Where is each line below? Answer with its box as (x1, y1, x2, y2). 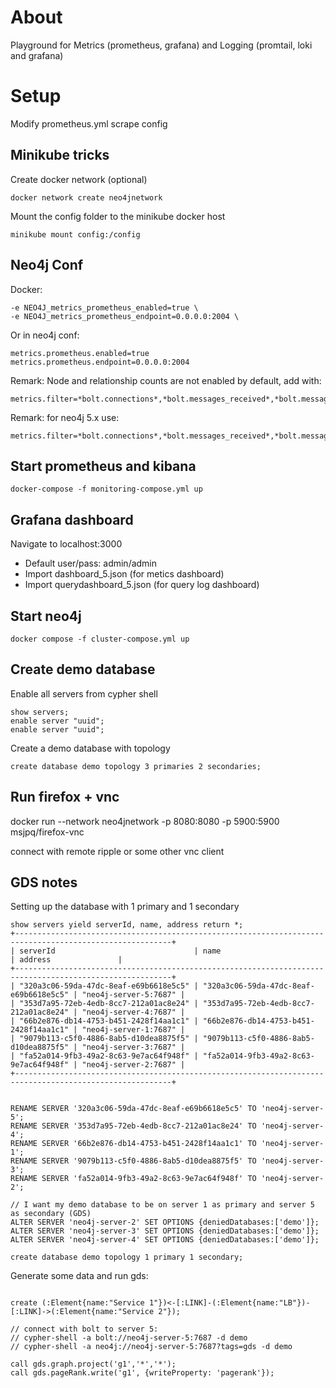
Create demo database (10, 661, 156, 678)
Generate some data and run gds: (10, 1270, 149, 1282)
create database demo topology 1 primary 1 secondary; (10, 1252, 244, 1263)
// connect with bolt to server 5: (10, 1324, 159, 1335)
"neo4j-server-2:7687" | (81, 1060, 186, 1070)
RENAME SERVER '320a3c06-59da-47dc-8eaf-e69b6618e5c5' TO (10, 1104, 257, 1114)
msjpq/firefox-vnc (10, 826, 85, 838)
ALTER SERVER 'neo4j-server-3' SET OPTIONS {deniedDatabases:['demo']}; (10, 1226, 320, 1236)
